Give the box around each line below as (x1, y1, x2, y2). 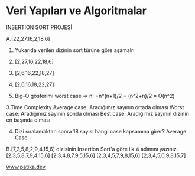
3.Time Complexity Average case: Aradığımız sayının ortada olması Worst (6, 103, 184, 110)
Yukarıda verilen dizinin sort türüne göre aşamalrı (14, 46, 135, 54)
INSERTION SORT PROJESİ (6, 24, 73, 31)
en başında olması (6, 116, 51, 123)
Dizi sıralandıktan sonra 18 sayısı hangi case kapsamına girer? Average (14, 128, 187, 135)
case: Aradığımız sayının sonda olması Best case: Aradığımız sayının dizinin (6, 110, 189, 117)
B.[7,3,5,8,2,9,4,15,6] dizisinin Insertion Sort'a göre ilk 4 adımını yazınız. (6, 145, 178, 152)
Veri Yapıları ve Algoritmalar (6, 4, 147, 18)
